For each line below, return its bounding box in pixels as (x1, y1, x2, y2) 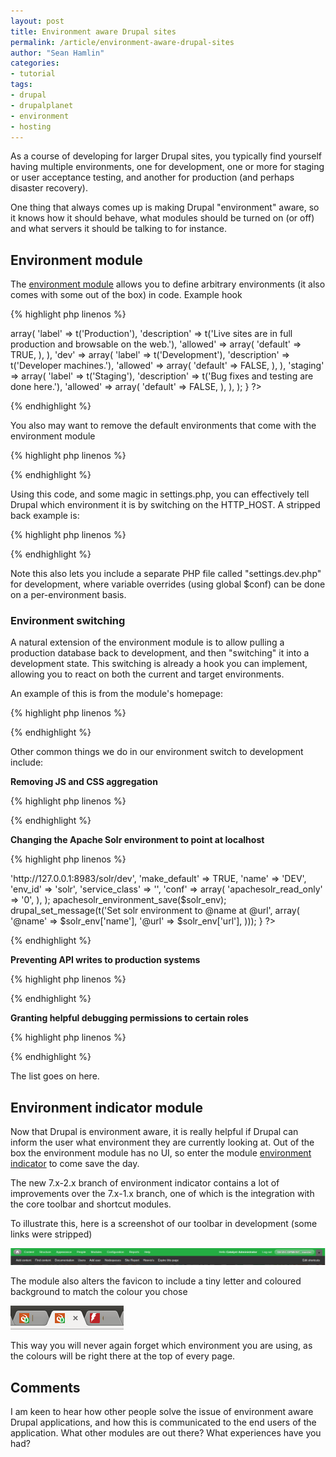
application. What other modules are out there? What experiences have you (10, 1427, 322, 1439)
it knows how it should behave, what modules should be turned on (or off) (10, 212, 315, 224)
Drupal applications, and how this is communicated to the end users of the (10, 1416, 317, 1429)
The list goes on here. (10, 1070, 100, 1082)
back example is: (10, 510, 80, 522)
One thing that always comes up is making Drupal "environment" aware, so (10, 201, 320, 214)
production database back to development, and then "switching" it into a (10, 647, 310, 659)
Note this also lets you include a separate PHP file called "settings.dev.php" (10, 568, 322, 580)
